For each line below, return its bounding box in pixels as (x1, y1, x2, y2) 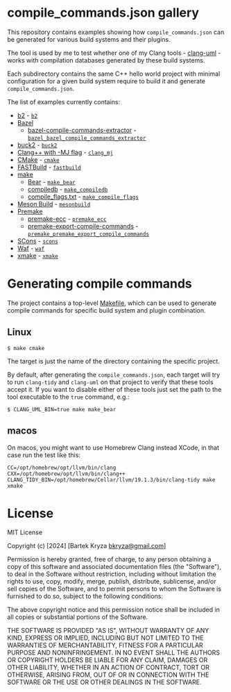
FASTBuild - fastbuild (17, 163, 81, 171)
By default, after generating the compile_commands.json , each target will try (7, 370, 221, 379)
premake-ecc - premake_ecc (27, 214, 107, 223)
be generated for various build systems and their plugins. (7, 35, 171, 43)
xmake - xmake (17, 252, 59, 260)
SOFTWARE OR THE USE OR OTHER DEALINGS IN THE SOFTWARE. (7, 678, 202, 686)
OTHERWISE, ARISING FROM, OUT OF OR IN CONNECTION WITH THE (7, 670, 209, 679)
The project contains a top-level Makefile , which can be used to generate (7, 299, 217, 307)
